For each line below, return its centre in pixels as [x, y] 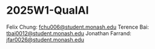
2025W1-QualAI [48, 10]
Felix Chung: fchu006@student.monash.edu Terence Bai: [78, 27]
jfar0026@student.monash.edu [45, 39]
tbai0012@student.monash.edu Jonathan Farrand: [69, 33]
